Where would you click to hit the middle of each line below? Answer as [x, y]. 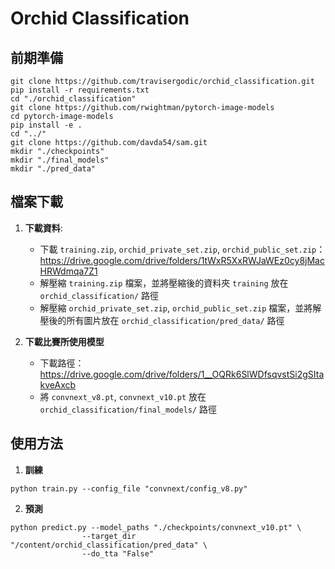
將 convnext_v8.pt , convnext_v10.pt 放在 [123, 396]
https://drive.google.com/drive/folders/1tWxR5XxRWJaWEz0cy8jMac [182, 260]
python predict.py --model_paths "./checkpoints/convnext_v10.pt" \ [156, 527]
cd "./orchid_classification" [73, 99]
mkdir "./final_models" [60, 160]
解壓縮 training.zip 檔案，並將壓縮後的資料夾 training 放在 [164, 283]
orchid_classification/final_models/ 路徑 [128, 409]
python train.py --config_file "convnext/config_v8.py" [129, 488]
